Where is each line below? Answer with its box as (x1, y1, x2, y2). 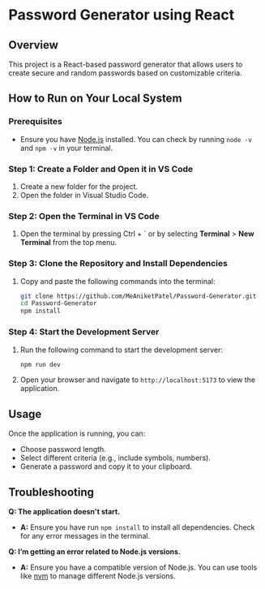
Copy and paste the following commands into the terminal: (19, 276, 216, 286)
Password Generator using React (8, 6, 235, 24)
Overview (8, 38, 59, 52)
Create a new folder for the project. (19, 181, 139, 191)
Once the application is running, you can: (8, 428, 146, 439)
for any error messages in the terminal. (19, 531, 151, 540)
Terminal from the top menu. (19, 238, 118, 247)
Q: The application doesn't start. (8, 507, 121, 516)
